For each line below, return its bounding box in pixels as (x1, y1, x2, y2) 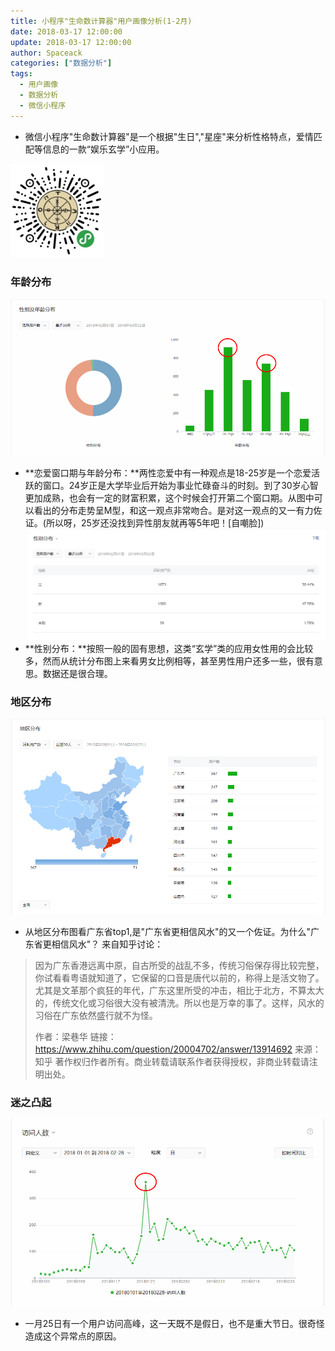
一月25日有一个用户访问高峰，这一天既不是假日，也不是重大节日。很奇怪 (24, 1317, 325, 1329)
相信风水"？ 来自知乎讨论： (51, 938, 164, 950)
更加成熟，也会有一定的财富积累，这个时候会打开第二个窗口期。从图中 (24, 492, 315, 504)
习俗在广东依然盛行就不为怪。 (34, 1009, 158, 1021)
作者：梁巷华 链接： (34, 1030, 117, 1042)
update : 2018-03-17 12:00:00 (10, 37, 132, 47)
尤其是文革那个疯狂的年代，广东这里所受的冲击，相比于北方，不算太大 (34, 984, 325, 996)
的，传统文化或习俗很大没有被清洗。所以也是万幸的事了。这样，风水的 (34, 996, 325, 1009)
